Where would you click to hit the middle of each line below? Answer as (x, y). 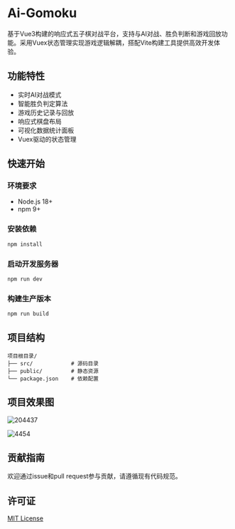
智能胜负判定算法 (43, 103)
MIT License (26, 518)
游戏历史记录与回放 (46, 112)
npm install (25, 244)
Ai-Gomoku (42, 13)
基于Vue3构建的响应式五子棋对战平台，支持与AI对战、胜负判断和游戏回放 (115, 33)
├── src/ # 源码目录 (53, 363)
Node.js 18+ (35, 201)
